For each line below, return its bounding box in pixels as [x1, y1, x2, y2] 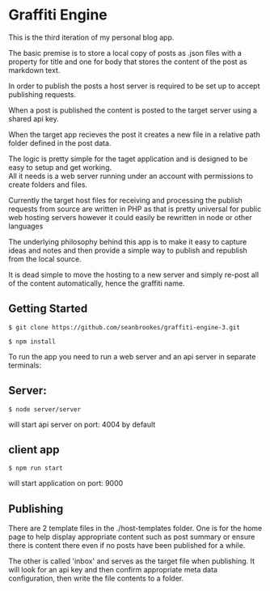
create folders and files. [8, 180, 87, 189]
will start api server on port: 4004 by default [8, 419, 156, 429]
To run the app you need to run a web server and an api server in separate [8, 351, 256, 361]
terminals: [8, 360, 42, 370]
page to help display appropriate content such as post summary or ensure [8, 532, 255, 542]
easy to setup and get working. [8, 162, 112, 172]
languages [8, 221, 44, 231]
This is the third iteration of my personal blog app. [8, 32, 175, 42]
